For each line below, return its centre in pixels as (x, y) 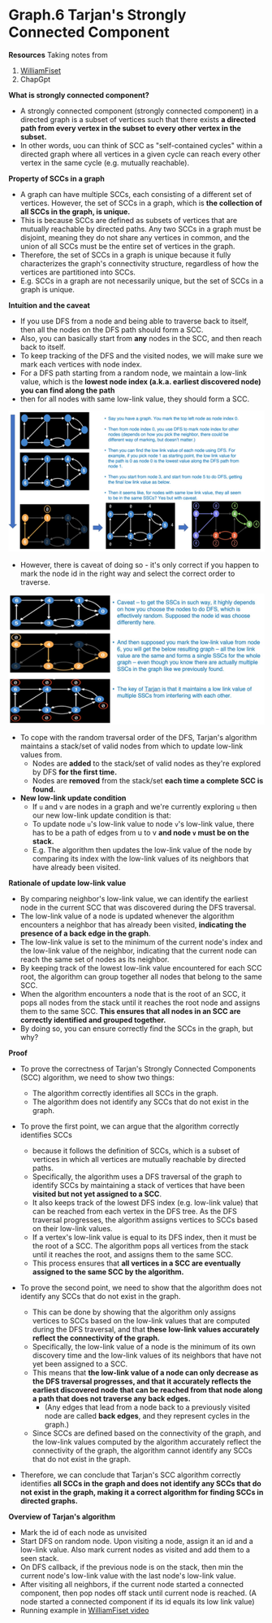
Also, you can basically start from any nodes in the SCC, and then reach (141, 338)
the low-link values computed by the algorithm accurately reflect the (147, 1442)
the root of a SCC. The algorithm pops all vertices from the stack (140, 1246)
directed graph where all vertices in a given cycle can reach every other (140, 154)
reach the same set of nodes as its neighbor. (95, 959)
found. (44, 790)
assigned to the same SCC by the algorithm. (108, 1272)
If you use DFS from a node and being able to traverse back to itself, (134, 321)
